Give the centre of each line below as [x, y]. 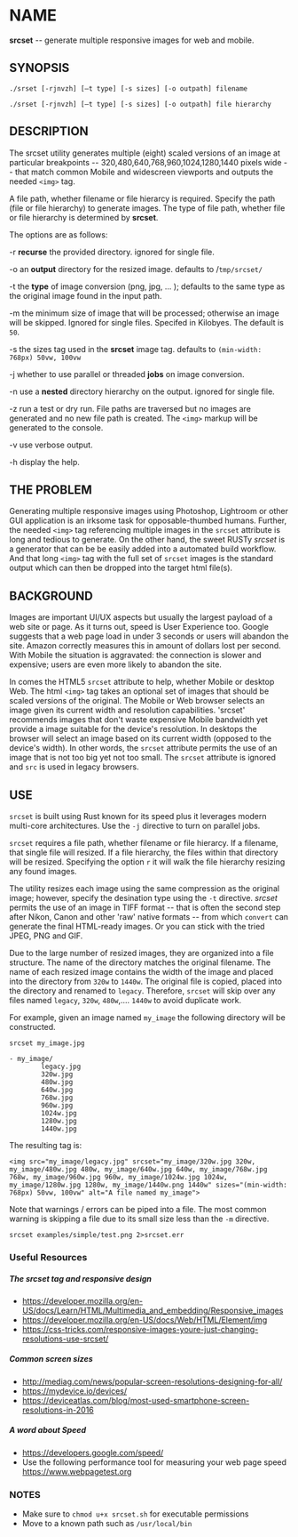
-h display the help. [44, 462]
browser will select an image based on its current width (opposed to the [141, 738]
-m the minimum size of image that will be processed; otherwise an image [144, 313]
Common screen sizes [51, 1359]
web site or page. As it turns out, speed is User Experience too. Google [139, 627]
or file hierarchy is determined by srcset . [84, 217]
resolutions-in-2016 [58, 1410]
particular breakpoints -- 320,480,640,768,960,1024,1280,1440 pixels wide [145, 162]
